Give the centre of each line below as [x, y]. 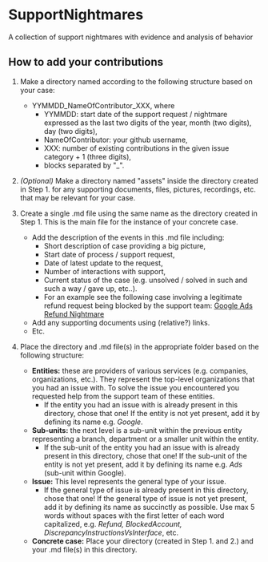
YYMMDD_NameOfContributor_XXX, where [103, 105]
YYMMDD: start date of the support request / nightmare [136, 114]
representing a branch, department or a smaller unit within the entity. [145, 439]
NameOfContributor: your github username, [116, 139]
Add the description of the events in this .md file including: [128, 237]
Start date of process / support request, [109, 254]
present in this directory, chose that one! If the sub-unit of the [146, 455]
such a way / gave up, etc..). [90, 288]
